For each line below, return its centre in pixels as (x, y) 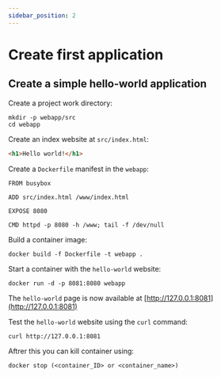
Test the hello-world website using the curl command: (98, 322)
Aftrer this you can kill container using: (71, 351)
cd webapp (25, 124)
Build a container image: (48, 239)
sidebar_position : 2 (42, 15)
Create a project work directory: (60, 103)
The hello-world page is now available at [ (78, 298)
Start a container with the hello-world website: (85, 268)
